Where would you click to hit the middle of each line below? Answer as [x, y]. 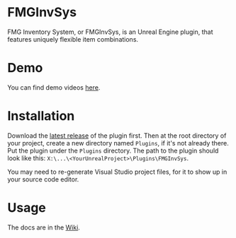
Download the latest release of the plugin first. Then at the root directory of [117, 136]
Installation [41, 116]
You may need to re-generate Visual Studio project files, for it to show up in [117, 172]
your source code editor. [43, 179]
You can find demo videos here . [54, 87]
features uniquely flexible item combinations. [73, 39]
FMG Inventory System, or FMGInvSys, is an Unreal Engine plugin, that [111, 32]
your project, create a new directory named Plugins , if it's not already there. [118, 143]
